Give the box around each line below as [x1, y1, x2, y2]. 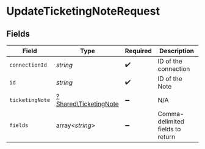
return [157, 133, 176, 141]
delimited [157, 117, 185, 126]
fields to [157, 125, 181, 133]
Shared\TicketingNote [56, 100, 119, 108]
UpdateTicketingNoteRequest [6, 4, 160, 18]
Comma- [157, 110, 184, 118]
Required [124, 47, 153, 55]
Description [159, 47, 194, 55]
